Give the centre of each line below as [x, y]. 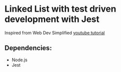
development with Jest [52, 19]
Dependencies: [28, 48]
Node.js [20, 60]
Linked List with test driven [60, 9]
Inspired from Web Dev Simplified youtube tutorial [55, 33]
